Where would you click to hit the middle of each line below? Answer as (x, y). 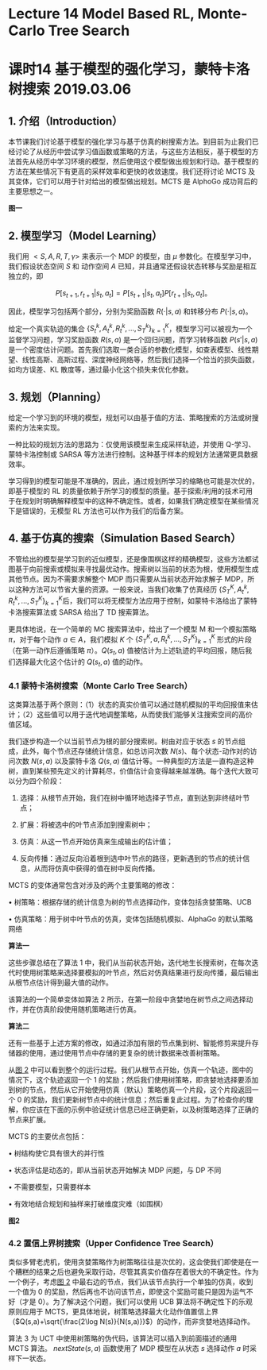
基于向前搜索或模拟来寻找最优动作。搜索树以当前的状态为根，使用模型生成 (137, 569)
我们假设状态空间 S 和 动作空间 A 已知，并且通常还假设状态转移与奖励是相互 (133, 266)
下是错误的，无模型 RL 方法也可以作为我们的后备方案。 (98, 511)
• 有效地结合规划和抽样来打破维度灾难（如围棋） (88, 1204)
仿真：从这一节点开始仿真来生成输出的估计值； (96, 842)
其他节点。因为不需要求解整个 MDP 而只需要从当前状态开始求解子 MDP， (128, 579)
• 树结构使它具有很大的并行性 (56, 1153)
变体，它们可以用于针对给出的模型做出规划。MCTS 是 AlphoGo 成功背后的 (136, 181)
